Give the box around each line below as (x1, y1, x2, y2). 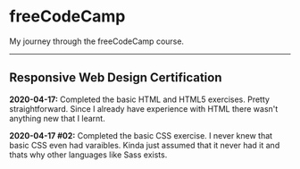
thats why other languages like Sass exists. (9, 149, 168, 160)
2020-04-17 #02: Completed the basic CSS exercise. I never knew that (9, 130, 273, 140)
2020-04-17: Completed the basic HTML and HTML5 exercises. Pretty (9, 94, 271, 105)
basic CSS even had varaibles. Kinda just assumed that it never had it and (9, 139, 280, 150)
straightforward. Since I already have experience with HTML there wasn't (9, 103, 279, 114)
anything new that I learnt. (9, 113, 105, 123)
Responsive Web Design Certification (9, 70, 222, 86)
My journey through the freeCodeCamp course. (9, 36, 185, 46)
